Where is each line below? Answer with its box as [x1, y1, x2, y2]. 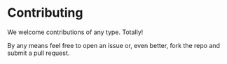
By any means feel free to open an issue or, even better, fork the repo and [7, 41, 221, 49]
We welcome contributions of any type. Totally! [7, 28, 144, 36]
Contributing [7, 5, 83, 21]
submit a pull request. [7, 49, 70, 57]
